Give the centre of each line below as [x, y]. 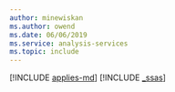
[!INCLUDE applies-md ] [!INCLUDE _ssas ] [88, 77]
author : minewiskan [46, 18]
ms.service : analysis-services [69, 43]
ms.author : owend [42, 26]
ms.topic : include [44, 52]
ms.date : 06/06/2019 [49, 35]
